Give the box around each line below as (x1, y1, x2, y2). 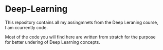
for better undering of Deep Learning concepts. (5, 39, 101, 45)
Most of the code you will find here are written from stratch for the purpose (5, 34, 156, 40)
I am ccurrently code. (5, 24, 48, 30)
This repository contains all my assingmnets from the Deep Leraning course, (5, 19, 158, 25)
